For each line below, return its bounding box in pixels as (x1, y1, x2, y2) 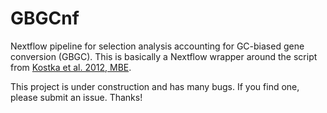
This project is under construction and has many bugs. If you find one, (10, 80, 300, 92)
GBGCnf (10, 7, 80, 30)
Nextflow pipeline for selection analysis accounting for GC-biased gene (10, 40, 305, 52)
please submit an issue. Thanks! (10, 91, 143, 103)
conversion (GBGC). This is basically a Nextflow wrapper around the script (10, 50, 318, 62)
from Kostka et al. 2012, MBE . (10, 61, 132, 73)
